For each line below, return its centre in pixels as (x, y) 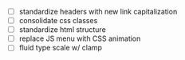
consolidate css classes (58, 21)
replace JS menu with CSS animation (80, 38)
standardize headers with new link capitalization (98, 12)
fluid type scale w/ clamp (61, 48)
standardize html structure (63, 30)
